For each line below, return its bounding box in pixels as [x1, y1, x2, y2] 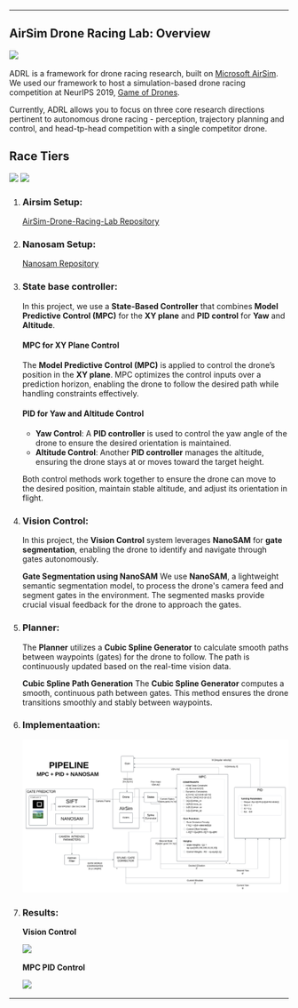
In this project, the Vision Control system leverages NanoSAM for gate [21, 535, 283, 546]
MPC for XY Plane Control [21, 340, 120, 351]
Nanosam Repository [21, 259, 99, 269]
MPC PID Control [21, 962, 86, 973]
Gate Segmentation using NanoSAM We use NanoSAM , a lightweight [21, 571, 279, 582]
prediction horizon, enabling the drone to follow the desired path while [21, 379, 279, 389]
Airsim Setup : [21, 196, 82, 208]
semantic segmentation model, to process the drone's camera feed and [21, 580, 284, 591]
